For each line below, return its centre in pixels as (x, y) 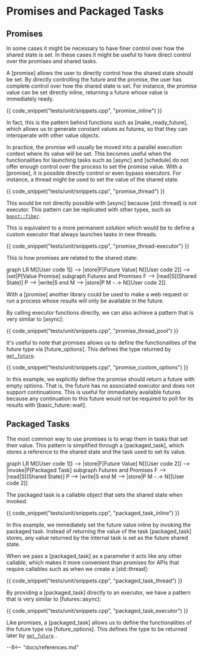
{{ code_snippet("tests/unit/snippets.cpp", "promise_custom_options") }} (97, 367)
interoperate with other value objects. (53, 135)
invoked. (17, 501)
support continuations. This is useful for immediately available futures (94, 392)
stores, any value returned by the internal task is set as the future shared (97, 537)
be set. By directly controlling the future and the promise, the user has (94, 79)
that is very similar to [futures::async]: (54, 599)
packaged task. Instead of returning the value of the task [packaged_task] (99, 531)
